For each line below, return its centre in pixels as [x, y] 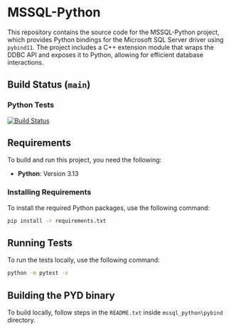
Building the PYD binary [61, 295]
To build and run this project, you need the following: [85, 160]
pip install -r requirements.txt [57, 221]
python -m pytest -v [38, 273]
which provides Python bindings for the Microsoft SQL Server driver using [116, 39]
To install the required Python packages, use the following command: [109, 208]
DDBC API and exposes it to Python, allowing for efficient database [106, 55]
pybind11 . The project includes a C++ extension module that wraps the [111, 47]
